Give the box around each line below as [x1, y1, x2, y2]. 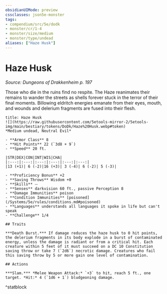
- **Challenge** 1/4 [5, 213, 49, 218]
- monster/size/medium [5, 31, 53, 36]
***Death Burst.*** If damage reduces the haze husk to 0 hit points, [5, 231, 158, 236]
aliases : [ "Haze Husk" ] [5, 41, 56, 46]
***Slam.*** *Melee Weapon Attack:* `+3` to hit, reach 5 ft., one [5, 270, 151, 276]
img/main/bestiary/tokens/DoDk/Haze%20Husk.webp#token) [5, 124, 126, 129]
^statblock [5, 284, 27, 290]
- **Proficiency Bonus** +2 [5, 173, 65, 178]
